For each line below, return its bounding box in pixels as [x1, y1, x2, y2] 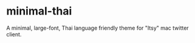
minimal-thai [6, 4, 72, 18]
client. [6, 30, 22, 38]
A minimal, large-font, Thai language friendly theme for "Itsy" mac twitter [6, 24, 190, 31]
